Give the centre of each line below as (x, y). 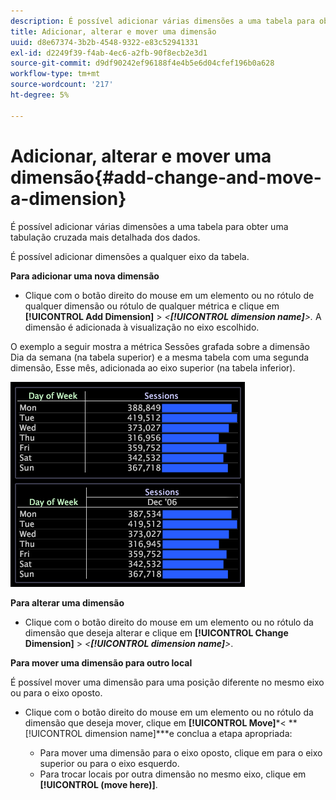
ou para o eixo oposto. (56, 692)
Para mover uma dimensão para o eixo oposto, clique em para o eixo (181, 752)
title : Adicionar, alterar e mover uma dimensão (113, 31)
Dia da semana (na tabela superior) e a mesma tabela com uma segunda (160, 357)
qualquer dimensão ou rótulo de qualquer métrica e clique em (152, 306)
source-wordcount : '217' (62, 85)
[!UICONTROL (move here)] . (98, 784)
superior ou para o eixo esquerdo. (109, 763)
